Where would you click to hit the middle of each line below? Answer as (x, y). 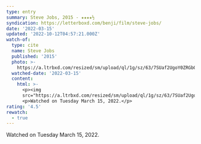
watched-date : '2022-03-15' (47, 73)
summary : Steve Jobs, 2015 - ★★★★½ (51, 17)
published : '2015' (35, 56)
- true (20, 118)
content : (22, 79)
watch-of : (19, 40)
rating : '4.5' (24, 106)
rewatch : (17, 112)
